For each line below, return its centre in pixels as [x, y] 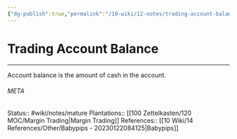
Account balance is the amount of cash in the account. [87, 75]
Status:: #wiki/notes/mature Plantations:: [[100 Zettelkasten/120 [99, 113]
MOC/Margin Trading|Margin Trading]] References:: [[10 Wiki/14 [100, 120]
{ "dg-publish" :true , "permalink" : [56, 14]
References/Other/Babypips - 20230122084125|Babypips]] [93, 128]
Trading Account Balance [83, 48]
